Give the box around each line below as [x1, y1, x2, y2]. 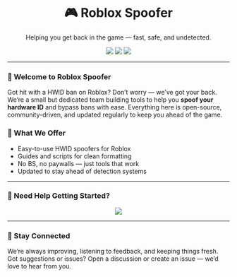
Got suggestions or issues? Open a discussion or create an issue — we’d [7, 254, 219, 263]
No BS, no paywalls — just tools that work [17, 159, 140, 167]
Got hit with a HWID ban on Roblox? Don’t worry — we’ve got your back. [7, 88, 217, 97]
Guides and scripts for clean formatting [17, 152, 132, 160]
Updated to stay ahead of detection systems [17, 167, 147, 175]
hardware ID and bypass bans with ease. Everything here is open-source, [7, 103, 222, 112]
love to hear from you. [7, 262, 72, 271]
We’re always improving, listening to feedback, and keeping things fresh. [7, 247, 219, 256]
